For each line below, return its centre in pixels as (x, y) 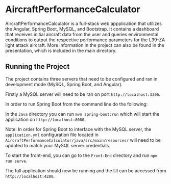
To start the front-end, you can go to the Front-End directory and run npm (81, 155)
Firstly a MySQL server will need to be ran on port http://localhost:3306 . (83, 94)
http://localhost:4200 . (30, 176)
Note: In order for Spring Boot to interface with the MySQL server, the (78, 129)
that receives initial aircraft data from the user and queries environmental (82, 34)
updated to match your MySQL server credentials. (58, 145)
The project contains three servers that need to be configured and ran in (81, 79)
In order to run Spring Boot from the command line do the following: (77, 104)
